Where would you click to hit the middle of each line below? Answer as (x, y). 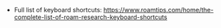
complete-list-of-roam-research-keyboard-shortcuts (90, 17)
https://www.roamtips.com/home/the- (158, 10)
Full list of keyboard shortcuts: (58, 10)
